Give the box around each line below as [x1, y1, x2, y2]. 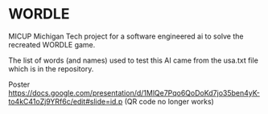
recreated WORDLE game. [8, 39, 96, 49]
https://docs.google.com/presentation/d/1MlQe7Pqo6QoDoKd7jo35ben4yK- [8, 88, 260, 97]
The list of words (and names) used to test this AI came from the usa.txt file [8, 55, 259, 65]
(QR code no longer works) [124, 96, 215, 106]
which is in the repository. [8, 63, 94, 73]
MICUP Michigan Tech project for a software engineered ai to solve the [8, 31, 244, 41]
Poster [8, 79, 31, 89]
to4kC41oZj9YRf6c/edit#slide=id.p [8, 96, 123, 106]
